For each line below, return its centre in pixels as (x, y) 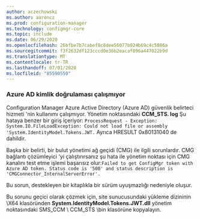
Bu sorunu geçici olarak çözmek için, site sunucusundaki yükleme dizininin (98, 197)
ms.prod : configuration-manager (47, 23)
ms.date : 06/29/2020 (32, 40)
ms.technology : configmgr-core (45, 29)
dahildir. (16, 138)
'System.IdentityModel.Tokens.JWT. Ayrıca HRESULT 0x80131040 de (92, 132)
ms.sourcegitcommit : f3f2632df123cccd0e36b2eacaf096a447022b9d (87, 51)
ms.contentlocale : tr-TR (37, 62)
